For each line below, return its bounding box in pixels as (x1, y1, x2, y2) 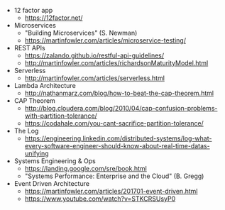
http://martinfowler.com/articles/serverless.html (24, 74, 165, 82)
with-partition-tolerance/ (24, 111, 97, 120)
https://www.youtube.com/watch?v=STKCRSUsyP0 (24, 194, 176, 203)
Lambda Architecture (13, 82, 76, 89)
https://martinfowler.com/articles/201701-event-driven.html (24, 187, 198, 195)
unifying (24, 149, 49, 157)
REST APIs (13, 44, 45, 52)
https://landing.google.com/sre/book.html (24, 165, 147, 172)
